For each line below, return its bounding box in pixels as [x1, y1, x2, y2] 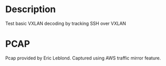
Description [5, 4, 56, 15]
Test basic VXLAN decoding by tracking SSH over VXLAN [5, 20, 126, 26]
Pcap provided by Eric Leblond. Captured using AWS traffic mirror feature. [5, 55, 161, 61]
